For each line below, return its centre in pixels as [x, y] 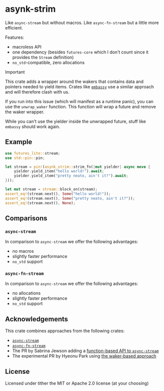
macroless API [27, 47]
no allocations [26, 293]
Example [19, 142]
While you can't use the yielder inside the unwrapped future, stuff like [76, 121]
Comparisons [26, 218]
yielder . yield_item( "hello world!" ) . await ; [59, 171]
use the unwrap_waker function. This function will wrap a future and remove [81, 106]
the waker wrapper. [25, 112]
